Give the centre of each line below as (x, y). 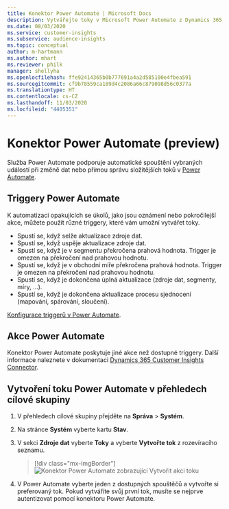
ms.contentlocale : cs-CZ (43, 97)
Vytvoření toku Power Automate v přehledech (107, 389)
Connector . (23, 367)
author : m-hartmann (35, 52)
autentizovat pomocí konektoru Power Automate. (86, 499)
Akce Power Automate (56, 336)
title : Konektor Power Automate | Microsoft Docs (80, 13)
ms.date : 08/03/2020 (37, 26)
